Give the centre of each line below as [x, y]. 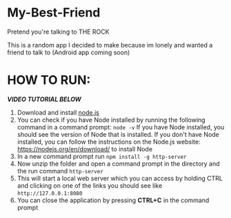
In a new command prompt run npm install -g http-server [102, 156]
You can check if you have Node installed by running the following [111, 120]
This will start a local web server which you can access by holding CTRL [120, 178]
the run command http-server [60, 171]
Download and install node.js [58, 112]
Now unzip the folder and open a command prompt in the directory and [118, 164]
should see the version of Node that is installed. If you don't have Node [118, 134]
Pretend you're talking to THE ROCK [58, 32]
